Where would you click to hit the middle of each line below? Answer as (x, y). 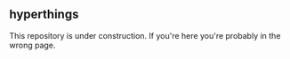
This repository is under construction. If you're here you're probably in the (145, 35)
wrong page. (32, 45)
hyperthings (44, 15)
